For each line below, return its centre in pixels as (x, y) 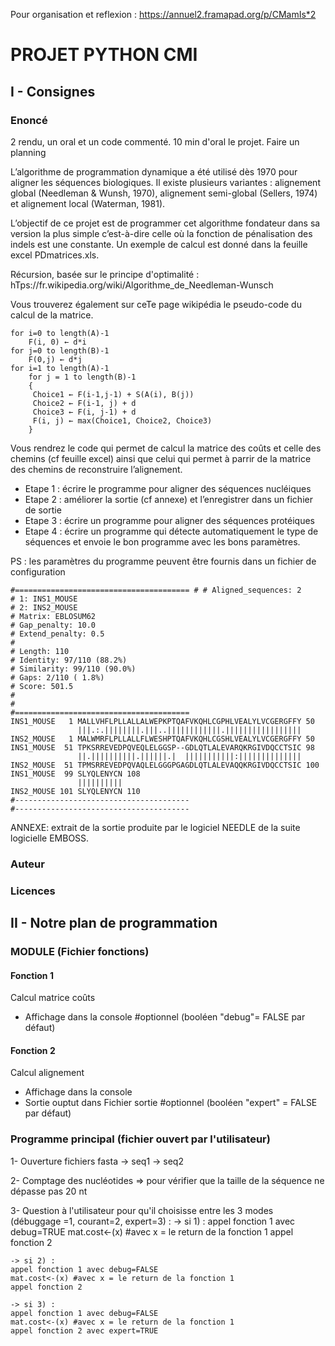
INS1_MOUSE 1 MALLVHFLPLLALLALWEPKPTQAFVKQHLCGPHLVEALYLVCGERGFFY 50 (162, 721)
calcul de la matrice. (52, 315)
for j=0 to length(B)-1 (60, 350)
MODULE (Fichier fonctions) (80, 952)
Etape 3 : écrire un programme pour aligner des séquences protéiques (169, 520)
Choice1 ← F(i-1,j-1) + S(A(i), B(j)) (113, 394)
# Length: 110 (40, 651)
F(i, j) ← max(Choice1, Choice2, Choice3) (122, 420)
